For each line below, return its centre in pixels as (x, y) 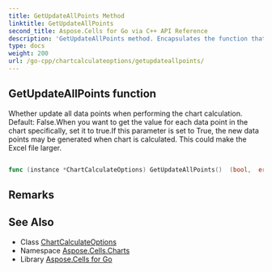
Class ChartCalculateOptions (68, 242)
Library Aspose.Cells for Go (66, 259)
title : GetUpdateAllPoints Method (67, 16)
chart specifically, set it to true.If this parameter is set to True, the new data (134, 130)
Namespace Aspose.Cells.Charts (75, 250)
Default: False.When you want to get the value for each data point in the (128, 121)
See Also (31, 222)
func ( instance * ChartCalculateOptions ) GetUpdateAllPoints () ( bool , (130, 170)
